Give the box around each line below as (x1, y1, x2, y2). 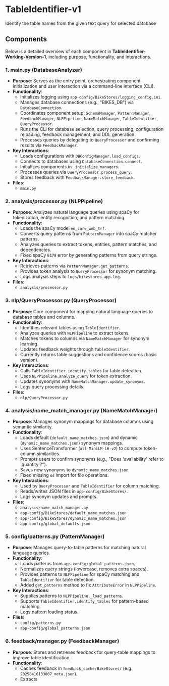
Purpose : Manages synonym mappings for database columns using (12, 418, 154, 424)
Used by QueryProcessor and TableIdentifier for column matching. (20, 482, 160, 488)
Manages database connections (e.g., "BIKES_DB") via (20, 100, 134, 106)
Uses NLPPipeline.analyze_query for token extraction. (20, 373, 132, 379)
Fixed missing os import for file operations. (20, 472, 109, 478)
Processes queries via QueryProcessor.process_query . (20, 169, 132, 175)
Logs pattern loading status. (20, 609, 79, 615)
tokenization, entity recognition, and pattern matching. (12, 215, 126, 221)
